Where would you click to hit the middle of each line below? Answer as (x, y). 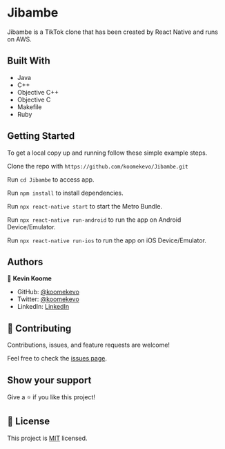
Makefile (29, 107)
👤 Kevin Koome (29, 278)
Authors (25, 261)
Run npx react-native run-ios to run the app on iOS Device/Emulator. (107, 240)
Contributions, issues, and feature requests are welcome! (89, 345)
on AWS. (20, 39)
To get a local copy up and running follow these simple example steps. (107, 153)
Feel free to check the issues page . (57, 359)
